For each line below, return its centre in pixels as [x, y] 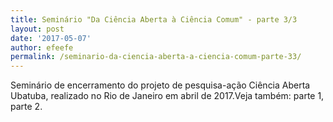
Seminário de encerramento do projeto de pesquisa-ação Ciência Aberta [160, 85]
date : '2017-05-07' [51, 38]
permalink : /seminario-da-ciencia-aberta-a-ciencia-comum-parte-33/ [156, 57]
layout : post [37, 29]
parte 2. [26, 107]
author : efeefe [42, 47]
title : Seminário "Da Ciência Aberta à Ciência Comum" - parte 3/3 [154, 19]
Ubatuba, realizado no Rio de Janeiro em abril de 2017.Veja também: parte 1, [167, 96]
